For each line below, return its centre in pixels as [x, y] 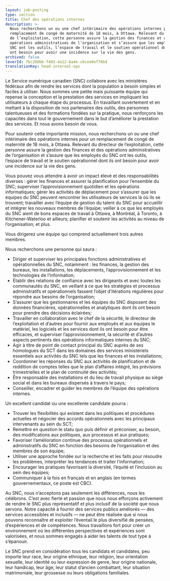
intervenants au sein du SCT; [43, 424]
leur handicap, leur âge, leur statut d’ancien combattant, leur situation [78, 567]
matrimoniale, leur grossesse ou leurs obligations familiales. [68, 573]
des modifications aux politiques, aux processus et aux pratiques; [81, 435]
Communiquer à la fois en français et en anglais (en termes [74, 478]
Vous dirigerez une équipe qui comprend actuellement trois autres [74, 234]
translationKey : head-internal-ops [43, 66]
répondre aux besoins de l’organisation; [54, 297]
